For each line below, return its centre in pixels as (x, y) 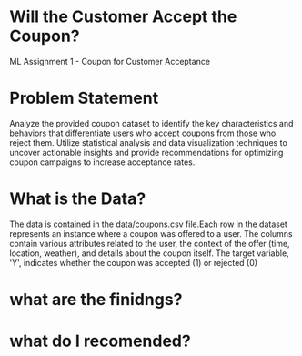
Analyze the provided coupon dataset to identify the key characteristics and (151, 123)
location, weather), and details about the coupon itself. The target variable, (149, 253)
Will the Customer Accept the (123, 17)
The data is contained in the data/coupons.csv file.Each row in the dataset (149, 224)
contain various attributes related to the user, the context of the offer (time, (150, 243)
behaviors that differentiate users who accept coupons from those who (143, 133)
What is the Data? (78, 199)
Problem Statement (84, 98)
